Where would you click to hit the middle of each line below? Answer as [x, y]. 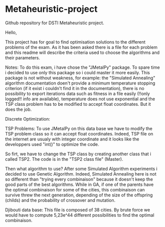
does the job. [18, 109]
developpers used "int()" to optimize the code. [52, 144]
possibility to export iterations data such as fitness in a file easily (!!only [78, 93]
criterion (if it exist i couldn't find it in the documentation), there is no [75, 88]
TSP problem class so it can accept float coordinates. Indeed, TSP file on [79, 134]
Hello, [11, 32]
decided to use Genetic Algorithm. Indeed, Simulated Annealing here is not [81, 174]
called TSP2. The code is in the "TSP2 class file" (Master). [64, 159]
